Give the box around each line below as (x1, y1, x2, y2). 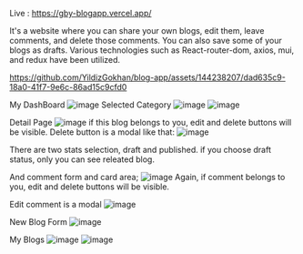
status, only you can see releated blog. (9, 154, 155, 165)
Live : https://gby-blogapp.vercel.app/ (9, 8, 152, 18)
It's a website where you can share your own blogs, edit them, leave (9, 25, 265, 36)
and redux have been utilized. (9, 55, 121, 65)
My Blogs (9, 234, 45, 245)
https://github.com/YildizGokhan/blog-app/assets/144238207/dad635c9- (9, 72, 287, 83)
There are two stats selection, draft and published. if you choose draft (9, 145, 271, 155)
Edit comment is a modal (9, 199, 102, 209)
